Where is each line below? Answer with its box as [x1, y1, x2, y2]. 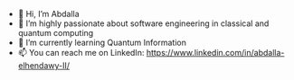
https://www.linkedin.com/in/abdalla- [146, 48, 285, 58]
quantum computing [17, 28, 94, 38]
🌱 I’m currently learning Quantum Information [17, 37, 187, 48]
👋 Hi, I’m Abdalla [17, 9, 80, 19]
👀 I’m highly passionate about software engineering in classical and [17, 18, 270, 29]
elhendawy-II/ [17, 60, 71, 71]
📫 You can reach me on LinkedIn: [17, 48, 145, 58]
